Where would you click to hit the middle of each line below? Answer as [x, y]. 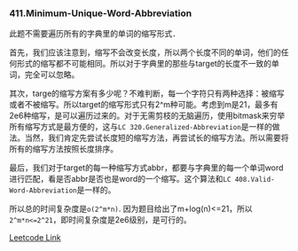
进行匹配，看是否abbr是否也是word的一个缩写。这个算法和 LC [120, 179]
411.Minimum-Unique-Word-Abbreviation [101, 13]
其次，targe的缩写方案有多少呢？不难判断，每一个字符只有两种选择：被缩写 [147, 94]
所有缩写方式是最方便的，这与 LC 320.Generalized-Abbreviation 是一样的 [141, 127]
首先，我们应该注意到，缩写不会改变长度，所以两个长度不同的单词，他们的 [145, 52]
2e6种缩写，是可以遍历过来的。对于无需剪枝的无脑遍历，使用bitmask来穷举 [147, 116]
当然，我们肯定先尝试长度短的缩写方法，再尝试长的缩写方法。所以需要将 [157, 138]
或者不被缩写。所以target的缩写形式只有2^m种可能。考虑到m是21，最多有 [144, 105]
